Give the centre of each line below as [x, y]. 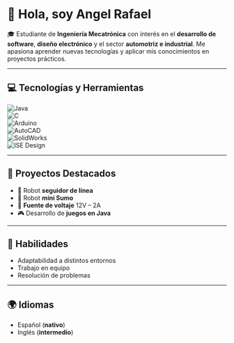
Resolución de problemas [54, 276]
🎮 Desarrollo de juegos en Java [64, 213]
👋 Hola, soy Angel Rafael [79, 14]
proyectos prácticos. [37, 58]
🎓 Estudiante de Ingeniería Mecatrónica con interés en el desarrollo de [112, 33]
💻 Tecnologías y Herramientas [76, 88]
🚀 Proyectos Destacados [62, 174]
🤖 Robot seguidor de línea [55, 190]
